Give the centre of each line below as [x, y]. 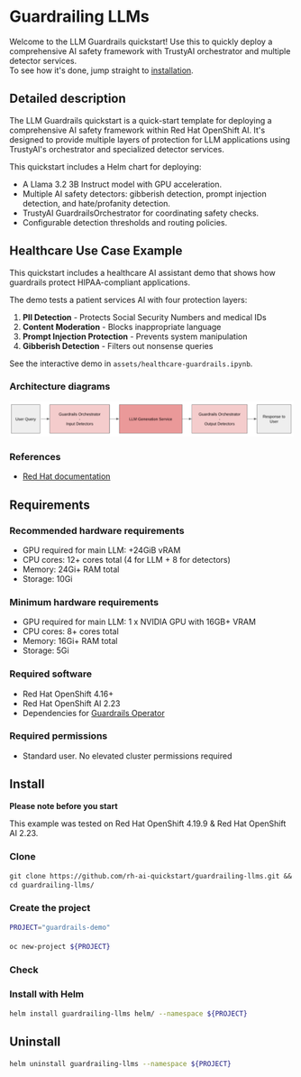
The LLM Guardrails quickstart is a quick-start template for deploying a [141, 120]
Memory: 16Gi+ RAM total [70, 641]
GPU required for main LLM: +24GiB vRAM [101, 550]
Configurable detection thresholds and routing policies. [125, 222]
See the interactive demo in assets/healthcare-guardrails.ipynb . [131, 364]
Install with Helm [47, 994]
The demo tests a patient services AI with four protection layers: [128, 299]
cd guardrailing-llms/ [52, 885]
